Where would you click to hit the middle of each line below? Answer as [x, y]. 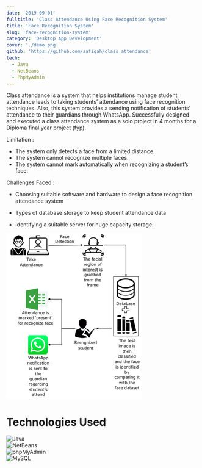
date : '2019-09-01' [31, 13]
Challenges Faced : [31, 182]
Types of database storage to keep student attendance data [91, 213]
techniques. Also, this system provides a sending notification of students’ [99, 108]
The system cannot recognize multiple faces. [72, 158]
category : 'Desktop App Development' [54, 39]
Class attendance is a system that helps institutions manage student [92, 95]
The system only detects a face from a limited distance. [85, 151]
